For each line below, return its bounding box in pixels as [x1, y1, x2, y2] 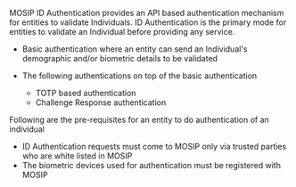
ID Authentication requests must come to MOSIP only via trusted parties [21, 142, 287, 151]
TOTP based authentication [35, 88, 136, 98]
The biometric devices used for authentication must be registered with [21, 160, 281, 170]
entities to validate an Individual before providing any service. [9, 27, 235, 37]
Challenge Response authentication [35, 97, 167, 108]
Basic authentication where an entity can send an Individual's [21, 44, 248, 54]
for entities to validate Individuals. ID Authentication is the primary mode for [9, 17, 287, 28]
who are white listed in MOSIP [21, 150, 133, 161]
